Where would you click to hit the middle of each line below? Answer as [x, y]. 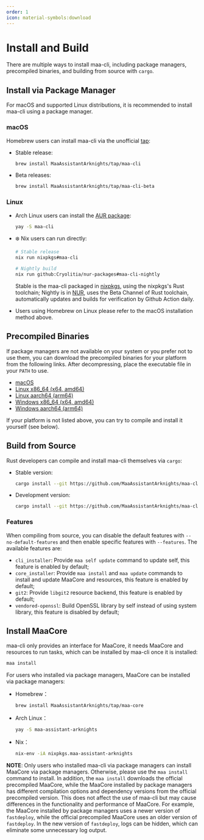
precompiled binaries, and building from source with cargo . [80, 71]
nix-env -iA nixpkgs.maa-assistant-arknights [74, 754]
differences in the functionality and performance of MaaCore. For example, [100, 804]
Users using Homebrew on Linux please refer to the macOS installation [104, 311]
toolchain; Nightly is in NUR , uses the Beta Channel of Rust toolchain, [102, 292]
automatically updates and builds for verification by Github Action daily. [105, 299]
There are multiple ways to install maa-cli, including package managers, [97, 65]
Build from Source [41, 446]
